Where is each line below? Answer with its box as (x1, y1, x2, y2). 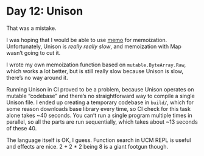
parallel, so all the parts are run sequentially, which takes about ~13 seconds (6, 118, 198, 126)
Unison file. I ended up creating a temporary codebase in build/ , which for (6, 99, 194, 106)
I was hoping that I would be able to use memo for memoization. (6, 36, 167, 43)
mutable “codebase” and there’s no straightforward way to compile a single (6, 92, 195, 99)
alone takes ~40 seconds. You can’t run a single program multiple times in (6, 112, 193, 119)
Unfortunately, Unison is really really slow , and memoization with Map (6, 43, 181, 50)
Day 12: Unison (6, 4, 83, 18)
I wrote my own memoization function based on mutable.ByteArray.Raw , (6, 61, 186, 68)
